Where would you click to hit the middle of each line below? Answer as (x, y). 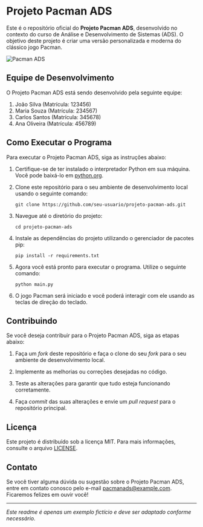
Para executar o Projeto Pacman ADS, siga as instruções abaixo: (86, 157)
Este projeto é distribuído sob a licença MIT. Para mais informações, (91, 442)
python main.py (34, 284)
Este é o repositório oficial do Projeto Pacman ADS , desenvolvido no (92, 28)
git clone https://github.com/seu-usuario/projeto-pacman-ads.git (100, 205)
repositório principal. (41, 408)
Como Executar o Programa (59, 142)
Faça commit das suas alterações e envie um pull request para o (95, 402)
